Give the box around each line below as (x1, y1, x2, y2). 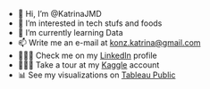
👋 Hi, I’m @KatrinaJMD (17, 9, 103, 19)
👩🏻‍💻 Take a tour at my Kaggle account (17, 60, 160, 70)
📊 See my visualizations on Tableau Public (17, 69, 176, 80)
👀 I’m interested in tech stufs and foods (17, 18, 163, 28)
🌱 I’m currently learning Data (17, 28, 123, 37)
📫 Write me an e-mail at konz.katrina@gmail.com (17, 37, 201, 48)
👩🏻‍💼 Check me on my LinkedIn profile (17, 50, 158, 61)
